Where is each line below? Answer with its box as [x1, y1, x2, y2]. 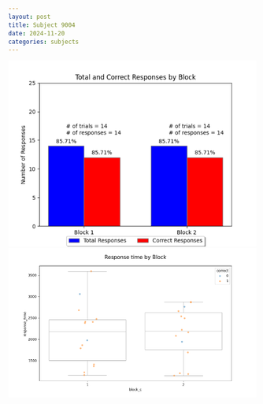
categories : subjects [8, 38, 80, 46]
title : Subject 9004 [8, 20, 76, 29]
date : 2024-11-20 [8, 29, 65, 37]
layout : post [8, 13, 51, 20]
